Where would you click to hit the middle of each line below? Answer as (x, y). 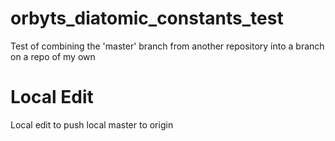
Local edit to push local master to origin (92, 124)
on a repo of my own (53, 56)
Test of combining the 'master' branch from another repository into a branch (167, 46)
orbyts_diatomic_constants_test (147, 18)
